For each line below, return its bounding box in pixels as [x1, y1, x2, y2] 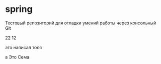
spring [5, 3, 33, 15]
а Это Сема [5, 54, 30, 60]
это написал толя [5, 44, 42, 50]
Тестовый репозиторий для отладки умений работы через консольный [5, 20, 157, 26]
